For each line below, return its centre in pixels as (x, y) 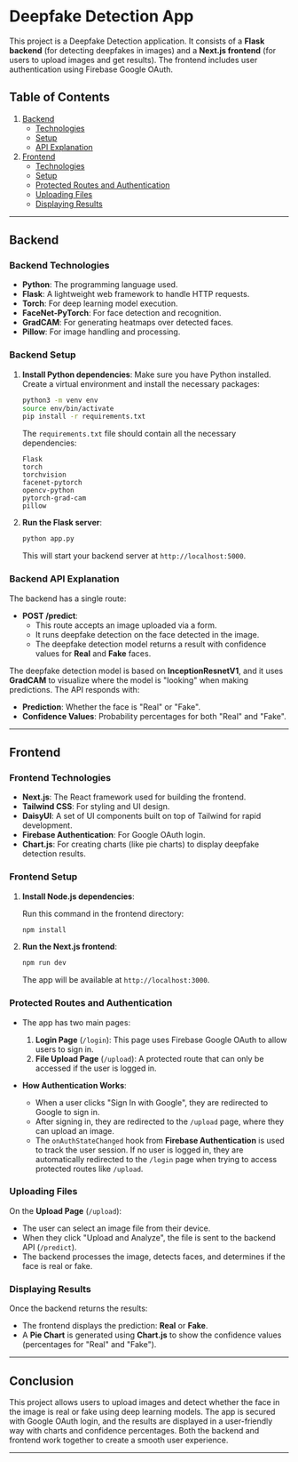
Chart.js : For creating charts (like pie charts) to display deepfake (141, 844)
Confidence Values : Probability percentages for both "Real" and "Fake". (154, 716)
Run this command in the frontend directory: (103, 913)
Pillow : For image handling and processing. (101, 332)
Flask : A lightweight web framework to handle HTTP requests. (136, 294)
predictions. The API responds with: (74, 689)
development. (47, 825)
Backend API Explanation (64, 579)
